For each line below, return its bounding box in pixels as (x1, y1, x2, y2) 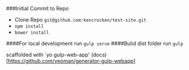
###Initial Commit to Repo (6, 5, 69, 12)
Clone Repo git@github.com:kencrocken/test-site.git (14, 16, 147, 23)
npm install (14, 23, 44, 29)
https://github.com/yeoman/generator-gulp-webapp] (8, 58, 136, 64)
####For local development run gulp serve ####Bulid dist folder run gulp (6, 40, 183, 47)
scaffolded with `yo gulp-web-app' (6, 51, 90, 58)
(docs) (91, 51, 107, 58)
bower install (14, 30, 49, 36)
